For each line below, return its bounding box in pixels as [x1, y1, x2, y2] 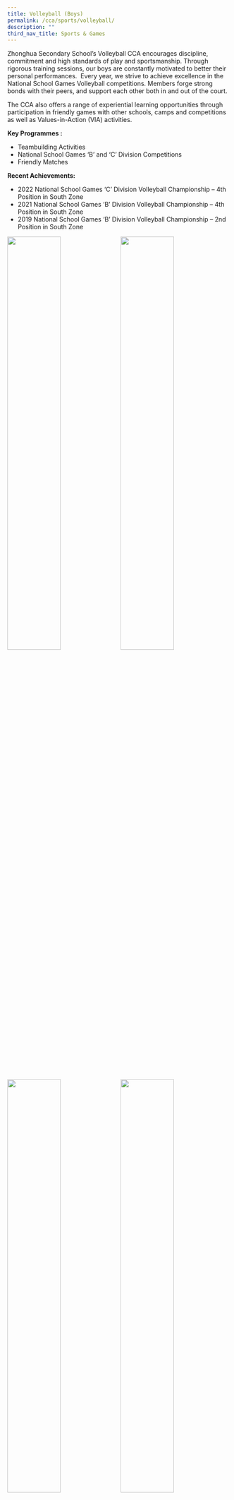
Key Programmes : [7, 129, 63, 138]
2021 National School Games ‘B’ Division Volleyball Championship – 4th [17, 200, 225, 209]
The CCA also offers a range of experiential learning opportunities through [7, 100, 223, 109]
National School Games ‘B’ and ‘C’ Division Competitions [17, 150, 182, 159]
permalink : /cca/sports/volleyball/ [7, 17, 115, 24]
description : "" [7, 23, 55, 30]
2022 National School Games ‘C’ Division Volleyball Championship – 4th [17, 185, 227, 194]
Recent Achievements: [7, 171, 75, 180]
